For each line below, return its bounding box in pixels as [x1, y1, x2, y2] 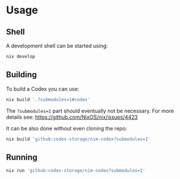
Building [6, 70, 37, 80]
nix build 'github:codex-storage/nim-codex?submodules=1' [6, 136, 151, 142]
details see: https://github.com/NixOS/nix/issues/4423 [6, 113, 138, 121]
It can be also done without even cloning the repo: [6, 125, 127, 132]
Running [6, 152, 38, 162]
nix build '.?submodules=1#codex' [6, 97, 91, 102]
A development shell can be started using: [6, 42, 108, 49]
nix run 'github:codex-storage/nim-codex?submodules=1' [6, 168, 145, 174]
